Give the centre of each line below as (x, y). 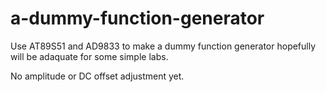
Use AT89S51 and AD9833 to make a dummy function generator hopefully (163, 46)
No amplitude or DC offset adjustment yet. (97, 76)
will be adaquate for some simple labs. (89, 56)
